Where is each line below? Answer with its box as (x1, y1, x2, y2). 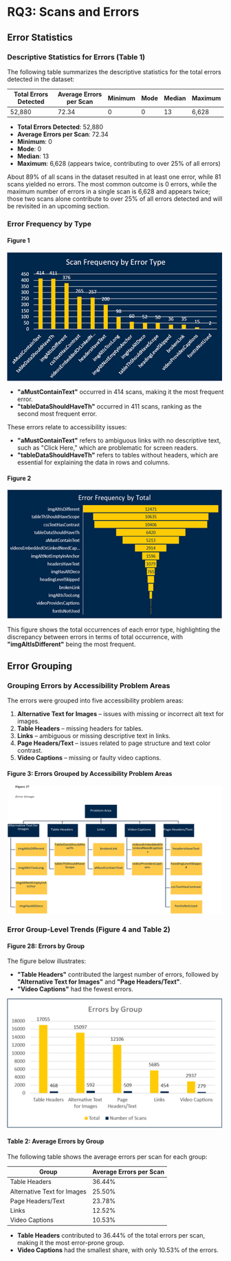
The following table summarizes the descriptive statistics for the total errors (7, 67, 222, 76)
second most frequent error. (16, 410, 98, 418)
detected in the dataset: (7, 75, 75, 83)
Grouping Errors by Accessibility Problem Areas (7, 680, 170, 690)
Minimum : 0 (16, 138, 53, 146)
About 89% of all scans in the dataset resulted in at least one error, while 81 (7, 173, 221, 181)
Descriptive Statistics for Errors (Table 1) (7, 52, 146, 62)
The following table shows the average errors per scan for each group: (7, 1152, 208, 1161)
